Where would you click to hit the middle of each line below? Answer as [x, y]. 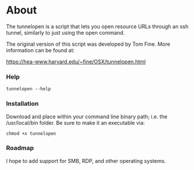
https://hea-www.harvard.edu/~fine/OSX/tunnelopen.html [76, 62]
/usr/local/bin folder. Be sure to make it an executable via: [76, 123]
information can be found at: [40, 50]
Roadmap [20, 148]
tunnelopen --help [28, 89]
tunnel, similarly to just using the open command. [65, 32]
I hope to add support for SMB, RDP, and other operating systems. [86, 161]
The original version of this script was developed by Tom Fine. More [88, 44]
